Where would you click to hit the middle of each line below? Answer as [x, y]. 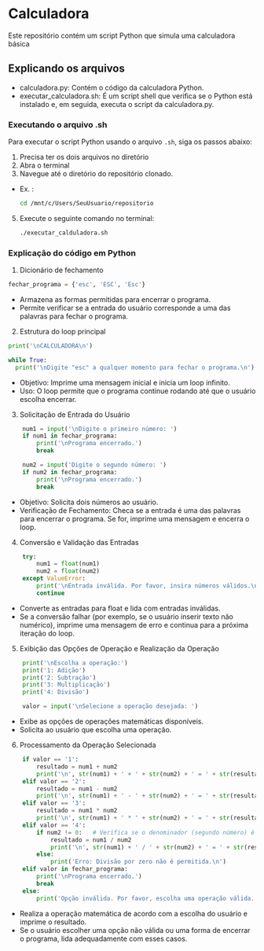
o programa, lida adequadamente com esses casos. [103, 938]
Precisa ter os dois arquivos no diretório [84, 157]
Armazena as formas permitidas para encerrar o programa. [115, 299]
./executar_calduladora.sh [64, 233]
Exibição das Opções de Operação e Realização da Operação [119, 648]
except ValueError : [54, 579]
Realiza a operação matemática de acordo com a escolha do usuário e [133, 913]
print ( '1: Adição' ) [54, 670]
